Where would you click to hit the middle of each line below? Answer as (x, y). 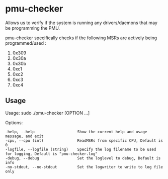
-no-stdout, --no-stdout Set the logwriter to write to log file (84, 167)
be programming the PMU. (33, 28)
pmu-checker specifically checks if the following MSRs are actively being (81, 38)
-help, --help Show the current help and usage (76, 132)
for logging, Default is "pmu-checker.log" (52, 154)
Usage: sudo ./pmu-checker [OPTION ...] (48, 113)
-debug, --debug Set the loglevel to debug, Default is (83, 158)
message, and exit (24, 136)
